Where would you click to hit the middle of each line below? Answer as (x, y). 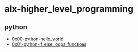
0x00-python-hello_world (38, 39)
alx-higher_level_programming (69, 9)
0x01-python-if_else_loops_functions (49, 44)
